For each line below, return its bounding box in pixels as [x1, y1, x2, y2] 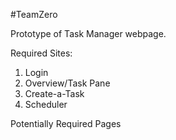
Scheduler [24, 99, 68, 110]
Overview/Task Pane [24, 77, 111, 89]
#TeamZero [10, 9, 58, 20]
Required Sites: [10, 47, 73, 59]
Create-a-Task [24, 88, 85, 99]
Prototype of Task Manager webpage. [10, 28, 167, 39]
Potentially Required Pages [10, 118, 122, 129]
